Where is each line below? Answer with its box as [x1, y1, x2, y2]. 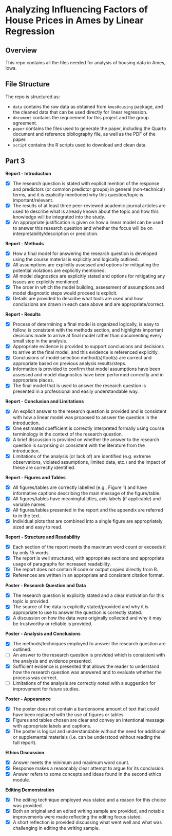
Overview [5, 46, 37, 54]
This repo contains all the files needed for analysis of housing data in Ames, [5, 60, 166, 65]
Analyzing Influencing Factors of [5, 4, 148, 15]
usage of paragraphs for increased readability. [12, 561, 111, 567]
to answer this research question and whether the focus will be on [12, 225, 153, 231]
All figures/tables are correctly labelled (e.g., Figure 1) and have [12, 484, 147, 490]
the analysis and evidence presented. [12, 658, 92, 664]
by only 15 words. [12, 550, 50, 556]
